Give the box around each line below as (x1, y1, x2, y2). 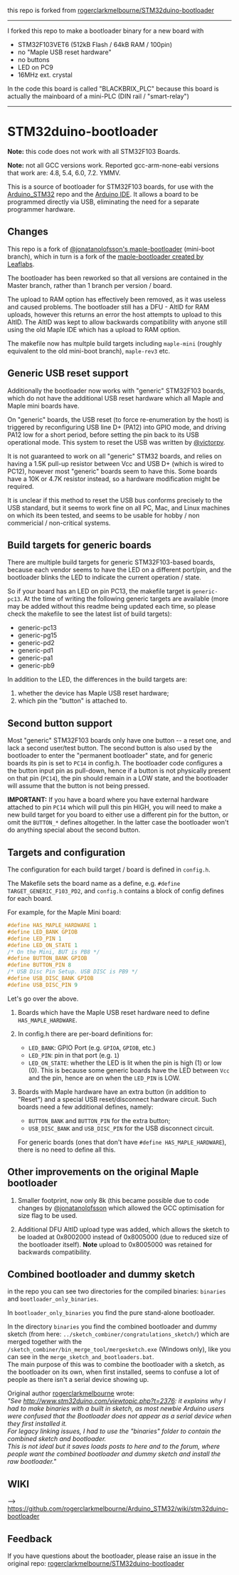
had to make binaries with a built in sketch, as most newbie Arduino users (7, 1404, 225, 1413)
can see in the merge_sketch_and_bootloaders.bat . (7, 1353, 154, 1361)
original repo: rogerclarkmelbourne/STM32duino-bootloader (7, 1559, 185, 1567)
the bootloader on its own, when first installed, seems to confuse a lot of (7, 1368, 220, 1376)
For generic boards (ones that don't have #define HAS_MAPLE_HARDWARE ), (17, 1137, 227, 1146)
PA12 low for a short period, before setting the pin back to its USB (7, 430, 199, 439)
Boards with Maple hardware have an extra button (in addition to (17, 1087, 206, 1096)
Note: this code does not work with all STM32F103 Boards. (7, 147, 181, 155)
